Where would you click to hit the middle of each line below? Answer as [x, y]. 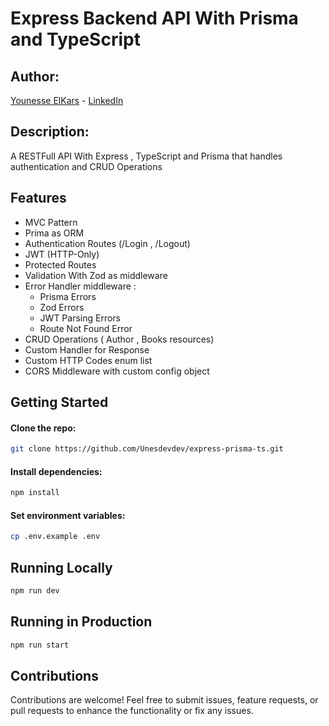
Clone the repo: [43, 428]
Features [38, 198]
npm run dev [35, 591]
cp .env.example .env [55, 537]
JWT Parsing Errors [80, 318]
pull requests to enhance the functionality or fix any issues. [132, 711]
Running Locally [61, 567]
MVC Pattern [51, 222]
